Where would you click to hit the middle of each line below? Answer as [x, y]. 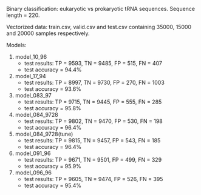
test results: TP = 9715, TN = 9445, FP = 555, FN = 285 [93, 102]
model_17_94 [31, 76]
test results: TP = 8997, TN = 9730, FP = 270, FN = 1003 [94, 82]
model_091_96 [33, 153]
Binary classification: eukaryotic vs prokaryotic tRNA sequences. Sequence [101, 9]
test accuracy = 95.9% [53, 166]
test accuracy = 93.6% [53, 89]
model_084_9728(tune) [44, 134]
